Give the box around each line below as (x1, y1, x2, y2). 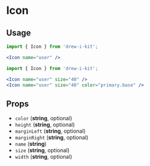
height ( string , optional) (14, 121, 75, 129)
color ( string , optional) (14, 115, 72, 122)
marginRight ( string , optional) (14, 134, 89, 141)
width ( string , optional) (14, 153, 72, 161)
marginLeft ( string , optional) (14, 127, 86, 135)
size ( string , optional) (14, 147, 70, 154)
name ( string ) (14, 140, 47, 148)
